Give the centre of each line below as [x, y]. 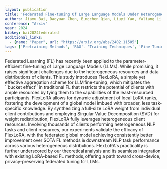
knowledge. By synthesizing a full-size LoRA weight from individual [91, 108]
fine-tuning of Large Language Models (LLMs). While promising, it [90, 66]
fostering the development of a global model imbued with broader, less [78, 103]
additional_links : [24, 38]
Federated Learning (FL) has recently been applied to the [64, 61]
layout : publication [27, 10]
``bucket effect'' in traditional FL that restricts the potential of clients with [80, 87]
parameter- [135, 61]
